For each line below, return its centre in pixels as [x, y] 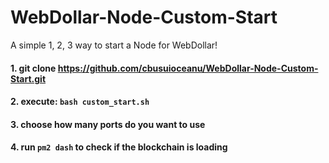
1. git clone [33, 68]
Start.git [28, 78]
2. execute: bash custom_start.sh [80, 102]
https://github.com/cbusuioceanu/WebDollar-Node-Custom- [188, 68]
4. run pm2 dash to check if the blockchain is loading [119, 147]
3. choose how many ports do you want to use [108, 124]
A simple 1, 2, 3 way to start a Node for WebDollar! [114, 45]
